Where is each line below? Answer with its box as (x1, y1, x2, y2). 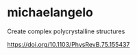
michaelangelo (7, 5, 94, 20)
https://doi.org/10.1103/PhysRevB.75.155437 (7, 40, 130, 48)
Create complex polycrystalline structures (7, 27, 125, 35)
